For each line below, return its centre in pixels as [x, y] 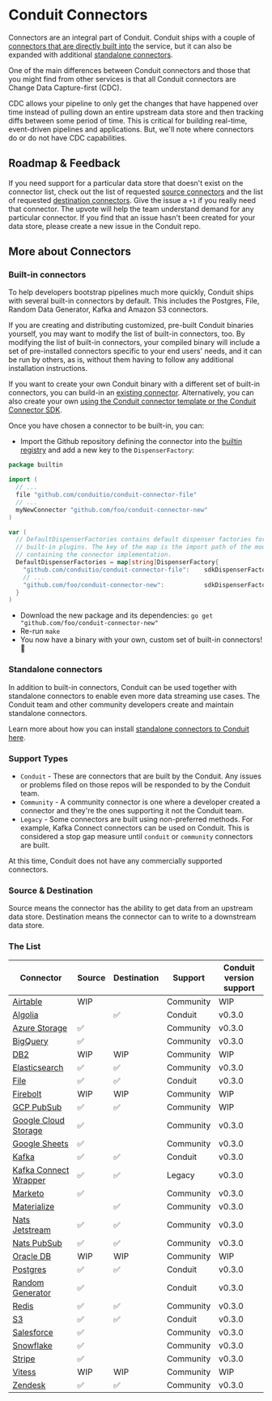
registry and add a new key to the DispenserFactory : [107, 450]
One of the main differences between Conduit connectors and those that [130, 70]
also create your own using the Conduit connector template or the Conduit [132, 401]
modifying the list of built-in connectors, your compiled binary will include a [134, 343]
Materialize [34, 1206]
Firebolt [27, 1093]
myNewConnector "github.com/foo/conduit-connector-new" [112, 510]
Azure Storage [40, 1028]
